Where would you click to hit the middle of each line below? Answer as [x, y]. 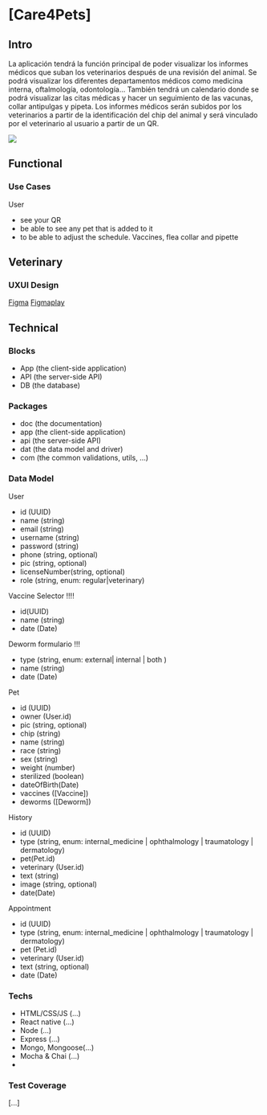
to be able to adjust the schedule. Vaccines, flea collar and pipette [129, 237]
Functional [35, 164]
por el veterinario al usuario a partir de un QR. [84, 123]
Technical [33, 328]
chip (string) [40, 733]
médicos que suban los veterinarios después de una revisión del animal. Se [133, 72]
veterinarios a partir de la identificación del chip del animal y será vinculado [133, 115]
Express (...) [40, 1039]
